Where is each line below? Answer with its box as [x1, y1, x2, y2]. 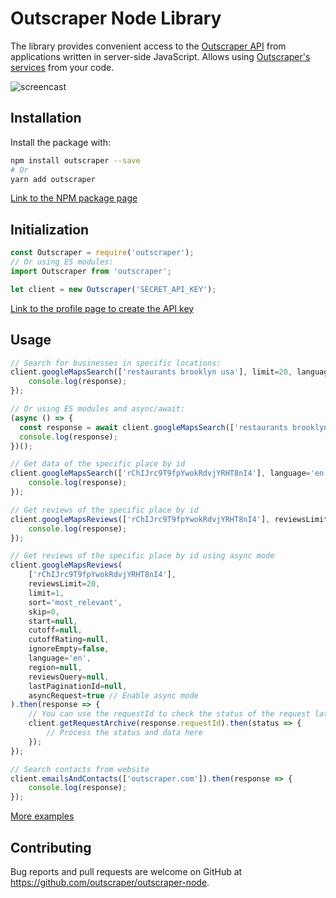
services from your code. [10, 61, 115, 73]
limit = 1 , [28, 588, 65, 598]
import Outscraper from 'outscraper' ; [10, 266, 172, 276]
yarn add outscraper [10, 174, 97, 184]
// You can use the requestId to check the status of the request [28, 709, 311, 719]
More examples [10, 810, 75, 822]
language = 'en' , [28, 653, 92, 663]
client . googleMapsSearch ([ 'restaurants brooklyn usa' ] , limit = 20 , [10, 367, 293, 377]
